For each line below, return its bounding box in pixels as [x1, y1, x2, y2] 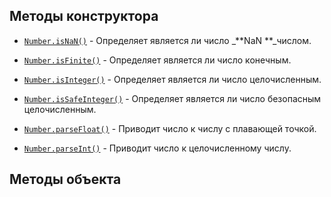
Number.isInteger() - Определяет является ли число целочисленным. [23, 73, 322, 85]
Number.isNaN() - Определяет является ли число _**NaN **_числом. [23, 34, 312, 46]
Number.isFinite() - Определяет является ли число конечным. [23, 54, 292, 66]
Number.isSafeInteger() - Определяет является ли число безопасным [23, 92, 322, 104]
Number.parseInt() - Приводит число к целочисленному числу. [23, 142, 292, 154]
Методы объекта [9, 171, 122, 188]
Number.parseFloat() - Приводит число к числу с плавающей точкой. [23, 122, 317, 134]
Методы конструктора [9, 8, 159, 25]
